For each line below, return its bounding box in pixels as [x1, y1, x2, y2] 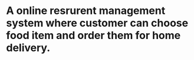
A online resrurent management [6, 4, 166, 17]
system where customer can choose [6, 16, 189, 30]
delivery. [6, 41, 51, 55]
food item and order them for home [6, 29, 181, 42]
